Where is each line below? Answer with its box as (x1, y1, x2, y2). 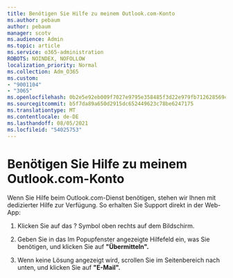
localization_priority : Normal (7, 62, 98, 69)
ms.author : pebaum (7, 17, 60, 24)
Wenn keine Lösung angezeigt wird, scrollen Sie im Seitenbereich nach (17, 256, 221, 264)
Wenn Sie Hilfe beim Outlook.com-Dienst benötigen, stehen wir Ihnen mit (7, 193, 216, 202)
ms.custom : (7, 74, 39, 82)
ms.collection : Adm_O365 (7, 68, 79, 75)
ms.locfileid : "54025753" (7, 126, 82, 133)
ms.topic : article (7, 42, 60, 49)
